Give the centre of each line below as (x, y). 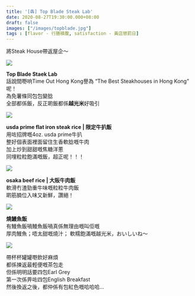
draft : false (22, 22)
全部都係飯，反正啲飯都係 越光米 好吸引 (53, 104)
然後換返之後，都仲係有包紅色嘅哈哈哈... (55, 287)
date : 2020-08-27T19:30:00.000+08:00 (53, 17)
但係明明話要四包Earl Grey (38, 272)
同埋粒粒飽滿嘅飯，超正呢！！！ (45, 157)
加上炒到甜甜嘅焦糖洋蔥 (35, 149)
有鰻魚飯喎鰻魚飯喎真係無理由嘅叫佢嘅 (53, 226)
